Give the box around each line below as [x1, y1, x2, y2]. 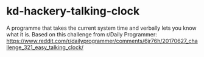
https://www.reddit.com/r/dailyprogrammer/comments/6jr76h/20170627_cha [6, 37, 198, 44]
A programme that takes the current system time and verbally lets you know [6, 24, 197, 32]
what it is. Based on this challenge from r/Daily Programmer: [6, 30, 157, 38]
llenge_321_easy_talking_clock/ [6, 44, 84, 51]
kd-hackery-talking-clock [6, 4, 140, 18]
